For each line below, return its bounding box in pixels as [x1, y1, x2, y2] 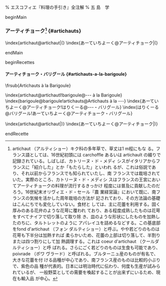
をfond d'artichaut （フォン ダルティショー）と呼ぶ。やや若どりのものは [12, 226, 160, 232]
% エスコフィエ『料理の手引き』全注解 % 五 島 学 [5, 4, 110, 10]
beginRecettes [5, 59, 35, 65]
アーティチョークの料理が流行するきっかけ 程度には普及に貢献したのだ [16, 183, 161, 189]
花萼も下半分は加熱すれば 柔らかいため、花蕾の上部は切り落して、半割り [12, 232, 161, 238]
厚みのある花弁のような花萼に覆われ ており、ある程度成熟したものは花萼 [12, 207, 161, 213]
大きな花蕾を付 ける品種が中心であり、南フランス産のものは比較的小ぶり [12, 257, 161, 263]
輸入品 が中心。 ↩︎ [21, 275, 58, 281]
